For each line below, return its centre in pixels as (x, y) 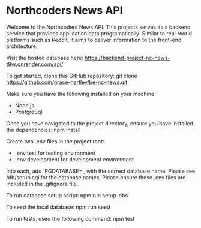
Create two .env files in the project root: (55, 141)
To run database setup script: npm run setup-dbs (67, 195)
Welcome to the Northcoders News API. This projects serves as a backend (98, 27)
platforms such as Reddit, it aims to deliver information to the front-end (94, 40)
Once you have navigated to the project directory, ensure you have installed (100, 123)
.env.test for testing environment (55, 153)
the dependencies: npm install (43, 130)
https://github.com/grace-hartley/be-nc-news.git (67, 82)
